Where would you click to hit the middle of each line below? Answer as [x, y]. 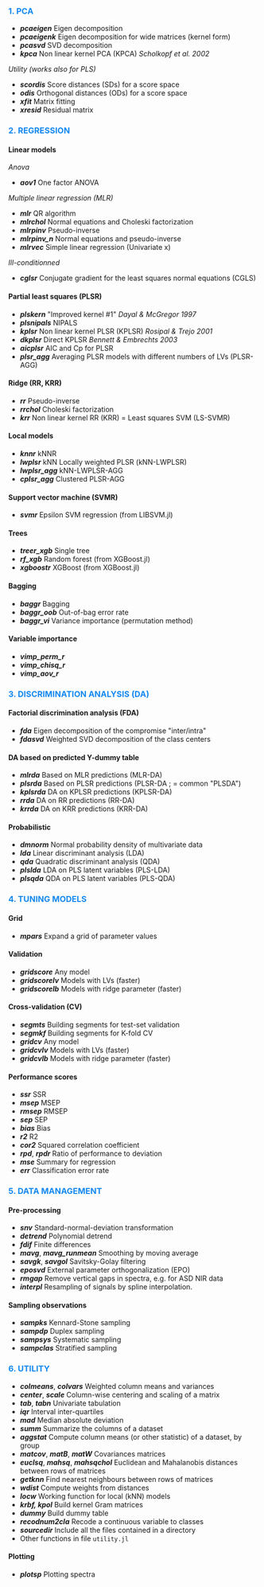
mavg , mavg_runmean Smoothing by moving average [109, 1253]
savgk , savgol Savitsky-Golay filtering [83, 1261]
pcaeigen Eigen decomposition [71, 29]
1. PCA [21, 11]
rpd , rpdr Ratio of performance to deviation [91, 1154]
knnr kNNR [38, 454]
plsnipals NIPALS [49, 322]
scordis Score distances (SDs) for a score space [100, 84]
